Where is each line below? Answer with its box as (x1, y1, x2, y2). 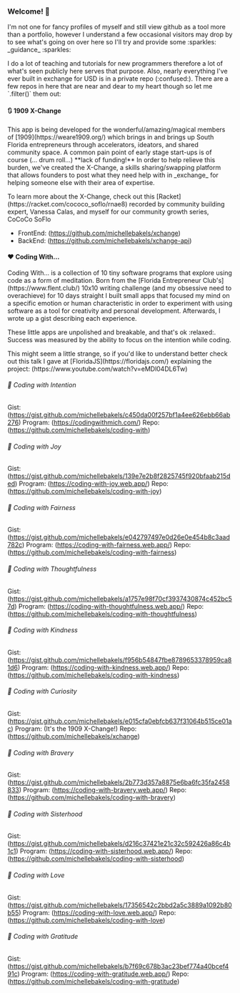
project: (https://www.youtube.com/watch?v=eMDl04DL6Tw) (7, 364, 188, 373)
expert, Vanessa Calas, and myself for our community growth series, (7, 207, 209, 216)
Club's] (202, 276, 224, 284)
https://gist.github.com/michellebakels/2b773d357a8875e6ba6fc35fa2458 (9, 778, 230, 787)
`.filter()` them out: (7, 89, 61, 99)
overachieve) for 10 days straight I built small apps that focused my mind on (7, 291, 230, 299)
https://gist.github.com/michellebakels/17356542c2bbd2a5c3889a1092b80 (9, 900, 232, 909)
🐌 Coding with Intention (7, 381, 76, 389)
